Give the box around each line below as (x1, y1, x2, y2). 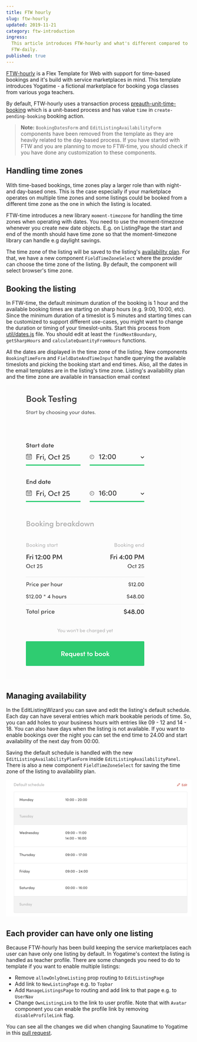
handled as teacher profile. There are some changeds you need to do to (6, 957, 181, 964)
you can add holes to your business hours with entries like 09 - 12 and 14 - (6, 719, 187, 726)
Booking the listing (6, 284, 76, 294)
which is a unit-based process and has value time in (27, 106, 153, 113)
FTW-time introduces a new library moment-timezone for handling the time (6, 212, 183, 219)
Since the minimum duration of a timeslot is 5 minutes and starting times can (6, 312, 192, 319)
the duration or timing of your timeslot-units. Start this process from (6, 324, 171, 332)
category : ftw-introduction (6, 28, 75, 34)
